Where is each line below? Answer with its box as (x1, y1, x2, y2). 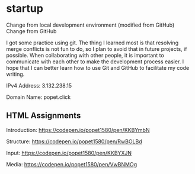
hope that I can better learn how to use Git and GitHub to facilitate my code (6, 64, 190, 71)
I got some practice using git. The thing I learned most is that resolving (6, 39, 179, 46)
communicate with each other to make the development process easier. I (6, 58, 184, 65)
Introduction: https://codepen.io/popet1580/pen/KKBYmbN (6, 126, 150, 133)
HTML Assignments (6, 111, 81, 121)
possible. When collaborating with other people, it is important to (6, 51, 164, 59)
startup (6, 2, 43, 15)
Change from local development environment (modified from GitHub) (6, 21, 175, 28)
